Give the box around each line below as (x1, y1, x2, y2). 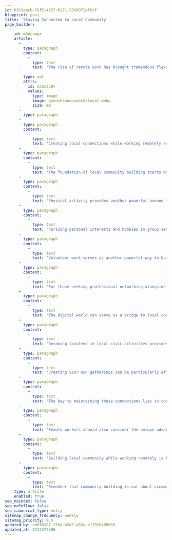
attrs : (23, 79, 37, 84)
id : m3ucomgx (14, 31, 42, 36)
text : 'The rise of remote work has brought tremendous (32, 65, 155, 70)
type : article (14, 489, 44, 494)
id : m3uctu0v (27, 84, 56, 89)
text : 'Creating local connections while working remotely (32, 141, 161, 146)
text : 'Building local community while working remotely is (32, 456, 164, 461)
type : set (23, 74, 44, 79)
